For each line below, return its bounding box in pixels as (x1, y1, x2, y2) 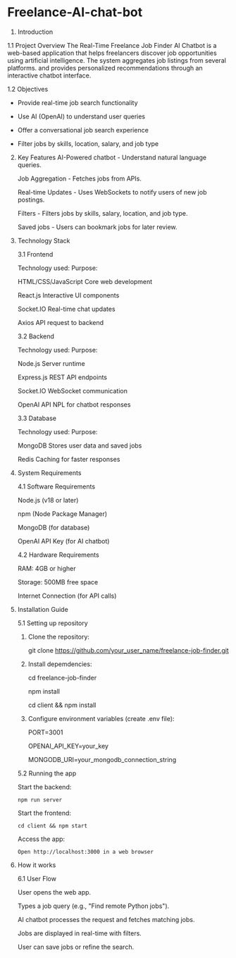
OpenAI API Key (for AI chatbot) (17, 536, 110, 545)
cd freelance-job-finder (27, 673, 97, 682)
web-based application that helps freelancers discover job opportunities (7, 49, 217, 57)
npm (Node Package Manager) (17, 509, 108, 518)
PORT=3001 (27, 727, 63, 737)
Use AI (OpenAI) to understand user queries (17, 112, 146, 121)
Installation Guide (17, 605, 68, 613)
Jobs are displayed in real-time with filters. (17, 928, 142, 938)
